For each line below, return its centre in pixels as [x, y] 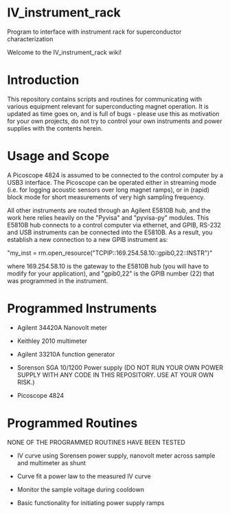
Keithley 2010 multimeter [52, 341]
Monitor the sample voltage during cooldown [80, 489]
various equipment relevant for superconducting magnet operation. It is [108, 106]
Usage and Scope [58, 156]
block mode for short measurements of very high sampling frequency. [106, 197]
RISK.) [26, 382]
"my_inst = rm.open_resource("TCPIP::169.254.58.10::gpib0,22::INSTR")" [110, 253]
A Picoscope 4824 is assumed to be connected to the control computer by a [115, 175]
